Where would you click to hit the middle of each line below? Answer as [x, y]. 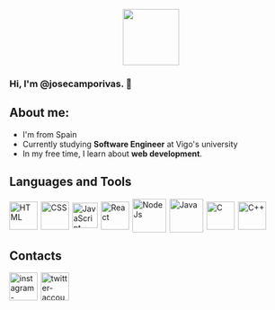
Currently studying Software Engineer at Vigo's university [130, 144]
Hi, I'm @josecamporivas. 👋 [71, 84]
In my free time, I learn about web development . [112, 154]
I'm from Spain [49, 134]
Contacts [36, 256]
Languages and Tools [71, 182]
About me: [40, 113]
